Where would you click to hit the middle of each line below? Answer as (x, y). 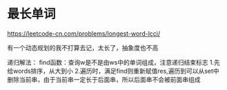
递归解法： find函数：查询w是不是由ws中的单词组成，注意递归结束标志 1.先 (114, 62)
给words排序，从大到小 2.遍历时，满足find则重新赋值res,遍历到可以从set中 (113, 71)
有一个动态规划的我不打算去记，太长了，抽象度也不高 (83, 47)
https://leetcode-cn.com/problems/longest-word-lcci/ (84, 33)
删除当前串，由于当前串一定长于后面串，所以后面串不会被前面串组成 (104, 79)
